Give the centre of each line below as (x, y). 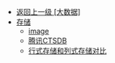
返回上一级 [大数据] (48, 12)
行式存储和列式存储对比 (67, 50)
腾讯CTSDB (47, 40)
